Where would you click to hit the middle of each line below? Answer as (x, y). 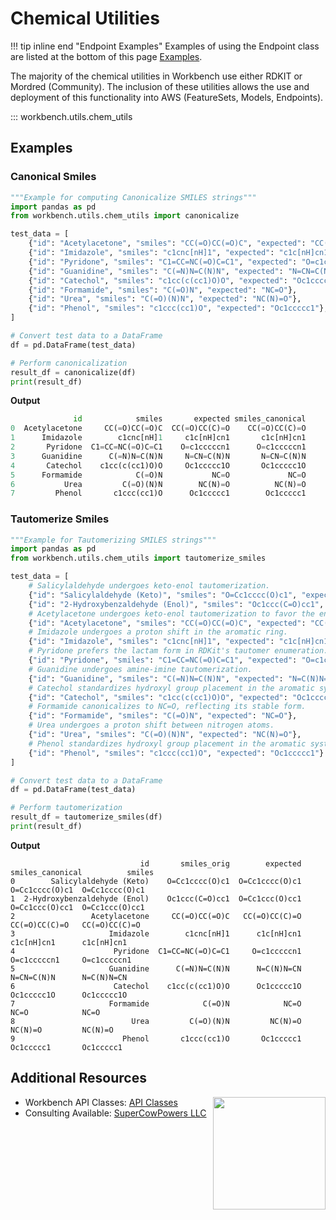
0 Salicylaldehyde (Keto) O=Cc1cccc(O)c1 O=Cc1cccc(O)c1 (156, 881)
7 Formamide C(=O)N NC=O (156, 1003)
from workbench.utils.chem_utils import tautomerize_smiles (138, 558)
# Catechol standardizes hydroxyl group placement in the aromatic (171, 688)
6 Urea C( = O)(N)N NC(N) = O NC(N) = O (158, 484)
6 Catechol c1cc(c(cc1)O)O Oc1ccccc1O (156, 986)
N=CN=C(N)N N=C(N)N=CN (69, 977)
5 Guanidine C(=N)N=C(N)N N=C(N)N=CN (156, 968)
